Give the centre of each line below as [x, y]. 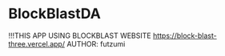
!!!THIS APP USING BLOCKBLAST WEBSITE [80, 35]
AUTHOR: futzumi [96, 43]
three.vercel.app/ [37, 43]
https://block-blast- [185, 35]
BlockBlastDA [55, 14]
